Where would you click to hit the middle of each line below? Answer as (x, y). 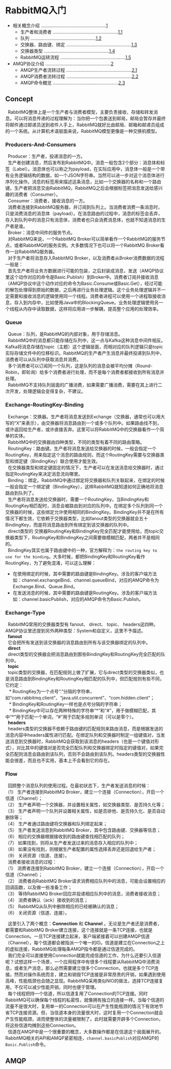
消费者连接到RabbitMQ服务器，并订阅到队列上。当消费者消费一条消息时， (85, 207)
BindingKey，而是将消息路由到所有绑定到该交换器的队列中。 (68, 525)
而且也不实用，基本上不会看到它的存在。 (70, 760)
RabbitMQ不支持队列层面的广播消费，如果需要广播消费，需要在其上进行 (83, 385)
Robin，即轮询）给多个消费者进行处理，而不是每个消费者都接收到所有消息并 (85, 372)
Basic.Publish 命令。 (27, 1045)
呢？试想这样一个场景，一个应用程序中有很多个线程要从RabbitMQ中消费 (80, 962)
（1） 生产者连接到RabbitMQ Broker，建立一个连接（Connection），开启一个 (85, 792)
